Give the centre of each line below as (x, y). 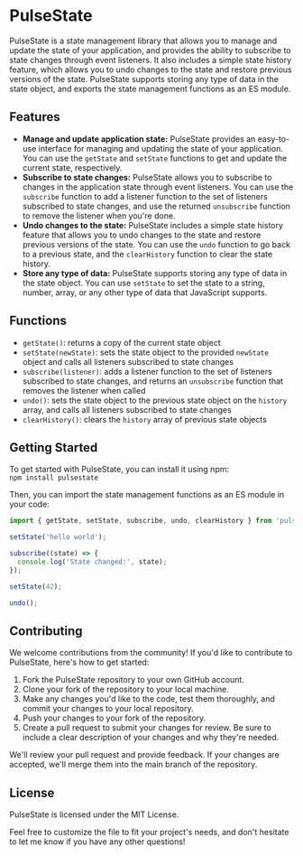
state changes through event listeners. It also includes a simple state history (151, 60)
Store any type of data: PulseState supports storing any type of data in (155, 273)
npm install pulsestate (54, 478)
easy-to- (274, 139)
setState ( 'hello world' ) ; (58, 537)
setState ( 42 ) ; (36, 586)
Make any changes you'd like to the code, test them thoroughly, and (148, 699)
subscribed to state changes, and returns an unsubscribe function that (153, 381)
